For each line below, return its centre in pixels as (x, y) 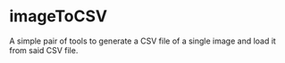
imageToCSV (59, 16)
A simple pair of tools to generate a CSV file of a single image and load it (143, 41)
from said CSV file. (44, 50)
